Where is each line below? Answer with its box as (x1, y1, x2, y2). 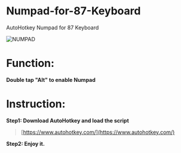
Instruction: (6, 97, 66, 111)
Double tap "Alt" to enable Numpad (6, 76, 96, 83)
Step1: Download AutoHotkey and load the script (6, 117, 130, 124)
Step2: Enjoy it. (6, 140, 45, 147)
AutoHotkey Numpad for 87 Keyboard (6, 24, 99, 31)
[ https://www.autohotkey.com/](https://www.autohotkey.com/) (20, 128, 175, 136)
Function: (6, 57, 55, 70)
